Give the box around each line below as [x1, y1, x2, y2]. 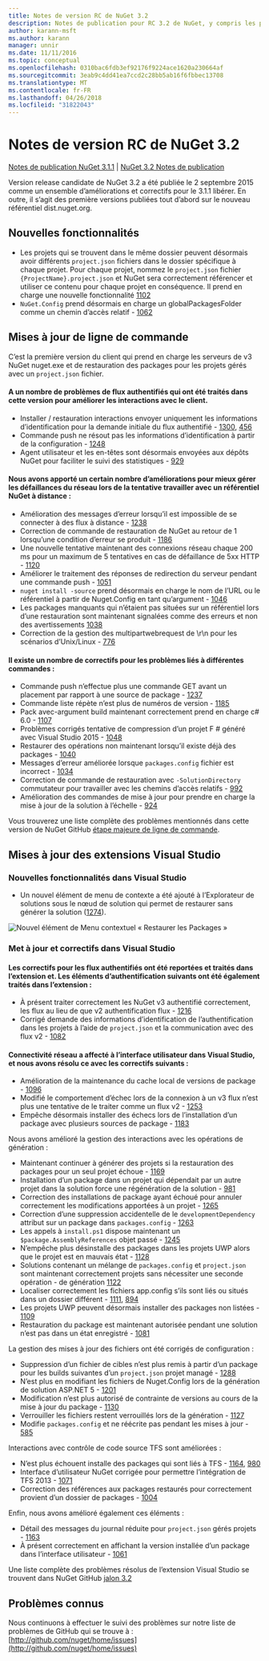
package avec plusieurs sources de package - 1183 [19, 1119, 190, 1128]
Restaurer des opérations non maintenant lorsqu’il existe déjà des [19, 741, 236, 751]
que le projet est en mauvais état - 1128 [19, 1252, 150, 1262]
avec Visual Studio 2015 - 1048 [19, 732, 122, 742]
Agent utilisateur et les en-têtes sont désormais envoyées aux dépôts [19, 447, 250, 457]
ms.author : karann [8, 34, 70, 42]
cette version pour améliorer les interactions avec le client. [8, 396, 208, 405]
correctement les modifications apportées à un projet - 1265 [19, 1201, 219, 1211]
